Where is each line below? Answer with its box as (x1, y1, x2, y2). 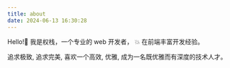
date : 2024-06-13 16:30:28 (7, 17, 87, 24)
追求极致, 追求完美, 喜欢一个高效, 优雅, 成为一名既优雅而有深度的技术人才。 (7, 52, 227, 61)
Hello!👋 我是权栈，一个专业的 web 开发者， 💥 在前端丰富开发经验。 (7, 37, 204, 46)
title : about (7, 10, 46, 18)
